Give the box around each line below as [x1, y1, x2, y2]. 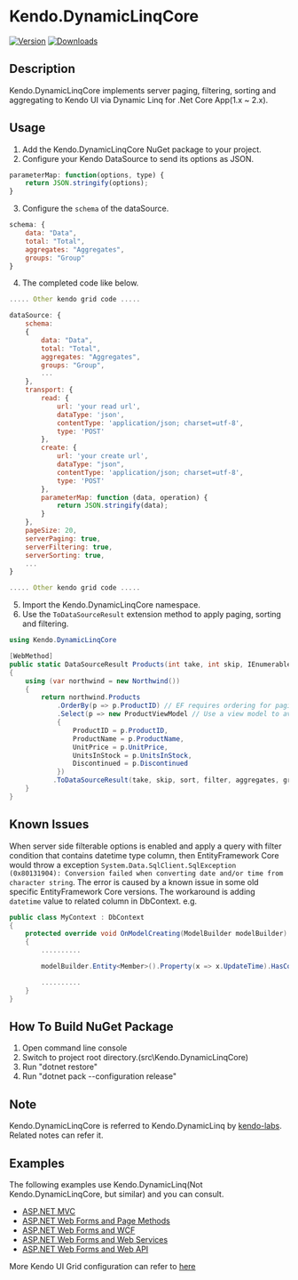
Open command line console [21, 1043, 128, 1053]
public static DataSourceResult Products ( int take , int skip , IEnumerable [9, 660, 292, 669]
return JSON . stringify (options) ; [25, 179, 149, 188]
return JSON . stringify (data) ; [56, 501, 169, 511]
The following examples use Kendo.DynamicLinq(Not [9, 1179, 203, 1189]
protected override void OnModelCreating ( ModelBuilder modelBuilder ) [25, 930, 288, 938]
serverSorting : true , [25, 551, 105, 559]
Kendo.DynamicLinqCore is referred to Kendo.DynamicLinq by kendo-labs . [9, 1121, 282, 1131]
